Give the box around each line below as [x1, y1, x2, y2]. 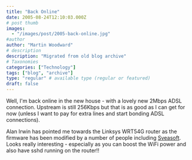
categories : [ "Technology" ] [6, 64, 76, 70]
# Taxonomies [6, 59, 39, 64]
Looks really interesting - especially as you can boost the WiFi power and [6, 141, 187, 147]
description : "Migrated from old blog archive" [6, 53, 127, 59]
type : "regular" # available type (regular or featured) [6, 75, 151, 81]
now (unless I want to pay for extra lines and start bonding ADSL [6, 110, 165, 117]
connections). [6, 116, 41, 123]
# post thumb [6, 20, 39, 26]
